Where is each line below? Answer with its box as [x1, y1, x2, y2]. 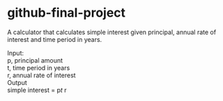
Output [7, 78, 27, 86]
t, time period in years [7, 63, 70, 72]
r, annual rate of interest [7, 71, 76, 79]
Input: [7, 49, 24, 57]
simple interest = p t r [7, 86, 68, 94]
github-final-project [7, 5, 126, 21]
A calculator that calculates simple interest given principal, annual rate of [7, 28, 217, 36]
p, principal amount [7, 56, 63, 64]
